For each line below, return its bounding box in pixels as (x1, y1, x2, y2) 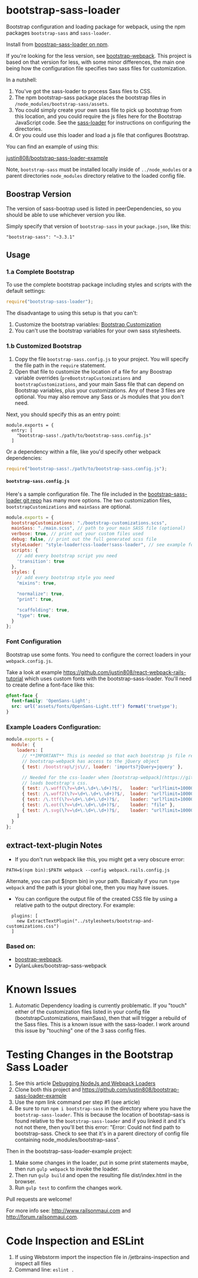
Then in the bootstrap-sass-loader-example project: (6, 1148, 133, 1155)
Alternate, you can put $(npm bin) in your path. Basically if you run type (6, 878, 180, 885)
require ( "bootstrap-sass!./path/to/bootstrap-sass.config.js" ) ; (6, 466, 167, 472)
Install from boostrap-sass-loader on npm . (6, 41, 109, 48)
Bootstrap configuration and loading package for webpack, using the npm (6, 23, 186, 30)
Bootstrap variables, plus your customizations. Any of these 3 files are (14, 387, 186, 394)
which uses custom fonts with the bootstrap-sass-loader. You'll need (24, 675, 192, 682)
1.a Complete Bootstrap (6, 268, 75, 276)
